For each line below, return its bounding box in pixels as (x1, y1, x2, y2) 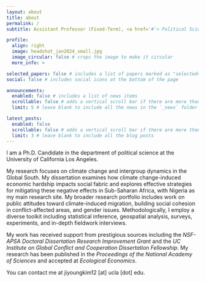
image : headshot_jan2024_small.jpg (12, 48, 103, 55)
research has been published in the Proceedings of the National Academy (6, 251, 193, 258)
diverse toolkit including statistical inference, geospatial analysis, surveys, (6, 213, 193, 220)
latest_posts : (6, 115, 43, 121)
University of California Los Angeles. (6, 156, 99, 163)
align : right (12, 43, 45, 49)
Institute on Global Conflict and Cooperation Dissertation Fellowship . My (6, 244, 189, 251)
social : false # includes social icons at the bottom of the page (6, 76, 179, 82)
